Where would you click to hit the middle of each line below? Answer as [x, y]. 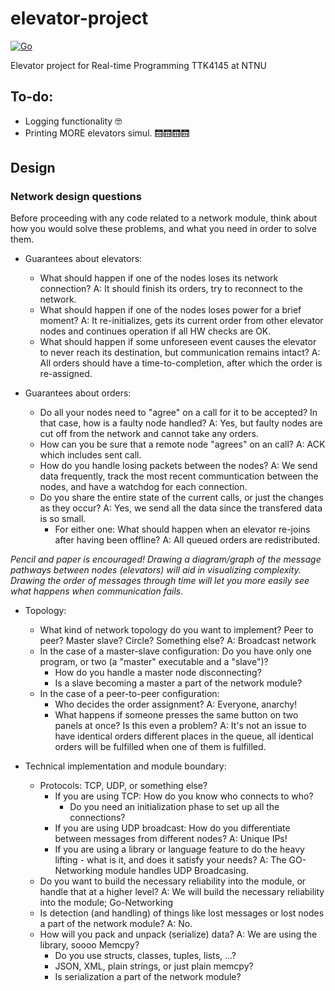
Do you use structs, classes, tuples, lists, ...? [145, 956]
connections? [97, 818]
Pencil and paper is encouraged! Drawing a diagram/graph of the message [166, 559]
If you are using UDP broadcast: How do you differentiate [172, 828]
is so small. [63, 519]
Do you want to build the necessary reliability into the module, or [173, 881]
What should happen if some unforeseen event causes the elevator [178, 342]
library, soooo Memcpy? [89, 945]
